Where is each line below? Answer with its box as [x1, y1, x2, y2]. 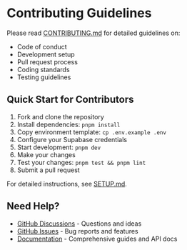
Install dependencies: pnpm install [16, 120, 121, 129]
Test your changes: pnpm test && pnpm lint [16, 158, 146, 166]
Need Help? [6, 200, 60, 212]
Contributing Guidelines [6, 5, 152, 21]
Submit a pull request [16, 166, 80, 174]
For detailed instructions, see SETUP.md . [6, 179, 128, 188]
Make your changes [16, 150, 76, 159]
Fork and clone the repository [16, 112, 104, 121]
